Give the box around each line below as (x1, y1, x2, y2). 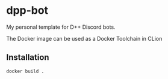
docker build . (6, 68, 45, 74)
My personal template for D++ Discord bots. (6, 23, 116, 31)
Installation (6, 52, 49, 63)
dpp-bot (6, 4, 49, 17)
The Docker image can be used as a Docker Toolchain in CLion (6, 35, 163, 42)
